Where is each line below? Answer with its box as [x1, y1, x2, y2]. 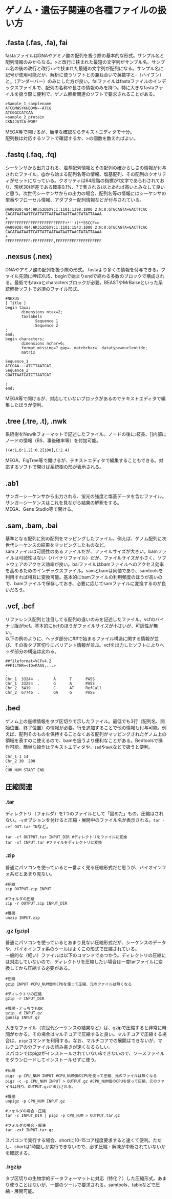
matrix [21, 350, 36, 355]
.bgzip [5, 1163, 22, 1170]
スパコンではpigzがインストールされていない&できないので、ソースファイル [5, 1050, 165, 1056]
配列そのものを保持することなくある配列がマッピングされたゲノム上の [18, 731, 167, 737]
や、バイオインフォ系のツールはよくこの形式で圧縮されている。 [5, 946, 140, 952]
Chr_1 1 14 [5, 754, 29, 759]
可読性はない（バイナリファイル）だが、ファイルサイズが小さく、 [18, 555, 158, 561]
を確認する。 [5, 1150, 32, 1156]
